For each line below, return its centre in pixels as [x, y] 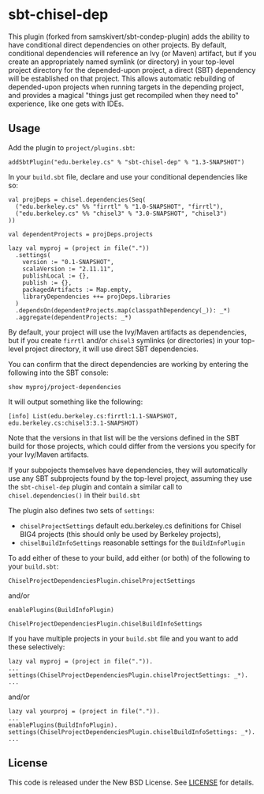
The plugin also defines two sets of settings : [82, 510]
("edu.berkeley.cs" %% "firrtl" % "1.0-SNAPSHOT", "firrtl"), [119, 206]
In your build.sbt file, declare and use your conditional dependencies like [128, 176]
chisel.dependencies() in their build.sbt [74, 495]
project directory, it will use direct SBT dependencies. [112, 349]
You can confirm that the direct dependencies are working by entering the [128, 364]
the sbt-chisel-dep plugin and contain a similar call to [95, 486]
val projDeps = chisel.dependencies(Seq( [77, 199]
